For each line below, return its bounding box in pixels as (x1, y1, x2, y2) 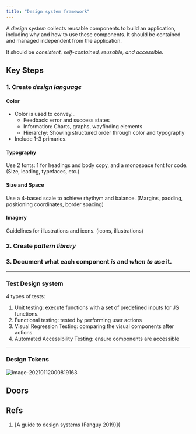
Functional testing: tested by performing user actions (14, 317, 142, 324)
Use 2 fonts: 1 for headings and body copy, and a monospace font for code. (6, 162, 188, 169)
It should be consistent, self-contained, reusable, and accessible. (6, 48, 164, 56)
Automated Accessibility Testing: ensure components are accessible (14, 335, 180, 343)
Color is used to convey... (14, 111, 76, 118)
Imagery (6, 214, 27, 221)
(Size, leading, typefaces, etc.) (6, 168, 80, 175)
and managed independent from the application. (6, 37, 123, 44)
